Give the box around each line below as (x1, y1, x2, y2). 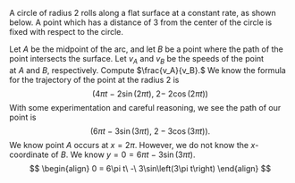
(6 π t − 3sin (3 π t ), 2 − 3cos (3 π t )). (89, 125, 211, 137)
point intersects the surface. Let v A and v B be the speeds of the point (9, 54, 265, 66)
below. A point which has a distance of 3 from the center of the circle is (9, 17, 273, 28)
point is (9, 112, 37, 122)
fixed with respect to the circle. (9, 27, 123, 37)
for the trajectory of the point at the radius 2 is (9, 74, 180, 85)
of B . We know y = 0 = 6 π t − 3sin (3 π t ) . (50, 149, 196, 160)
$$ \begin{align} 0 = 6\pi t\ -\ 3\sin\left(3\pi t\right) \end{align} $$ (29, 162, 271, 173)
